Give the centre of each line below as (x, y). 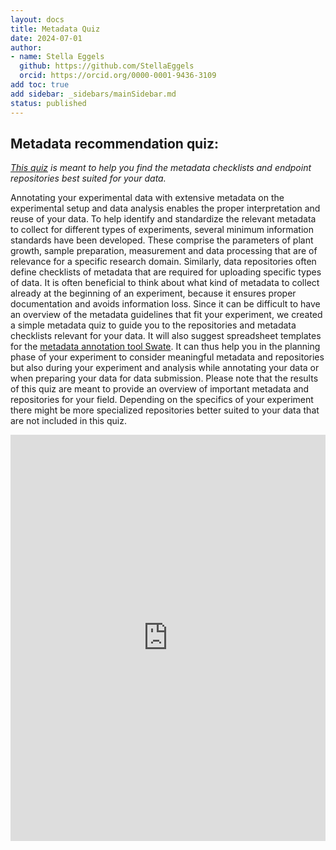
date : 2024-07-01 (46, 38)
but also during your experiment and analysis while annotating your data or (165, 368)
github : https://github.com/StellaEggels (107, 66)
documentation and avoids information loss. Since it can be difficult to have (165, 304)
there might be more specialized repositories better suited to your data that (165, 410)
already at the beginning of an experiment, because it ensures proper (153, 293)
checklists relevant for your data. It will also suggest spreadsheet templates (166, 336)
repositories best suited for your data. (88, 178)
